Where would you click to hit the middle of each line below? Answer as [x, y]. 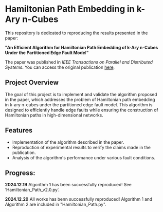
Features [19, 130]
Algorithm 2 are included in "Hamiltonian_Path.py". [56, 204]
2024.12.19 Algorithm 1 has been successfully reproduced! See [68, 185]
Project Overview [32, 83]
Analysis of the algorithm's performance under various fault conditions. [84, 157]
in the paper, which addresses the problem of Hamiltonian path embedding [80, 99]
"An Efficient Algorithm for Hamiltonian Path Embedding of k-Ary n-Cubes [81, 47]
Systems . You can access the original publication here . [60, 67]
